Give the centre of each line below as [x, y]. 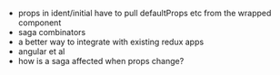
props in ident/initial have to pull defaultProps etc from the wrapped [145, 13]
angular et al [41, 52]
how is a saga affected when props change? [101, 61]
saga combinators [52, 32]
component [40, 23]
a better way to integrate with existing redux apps [111, 42]
